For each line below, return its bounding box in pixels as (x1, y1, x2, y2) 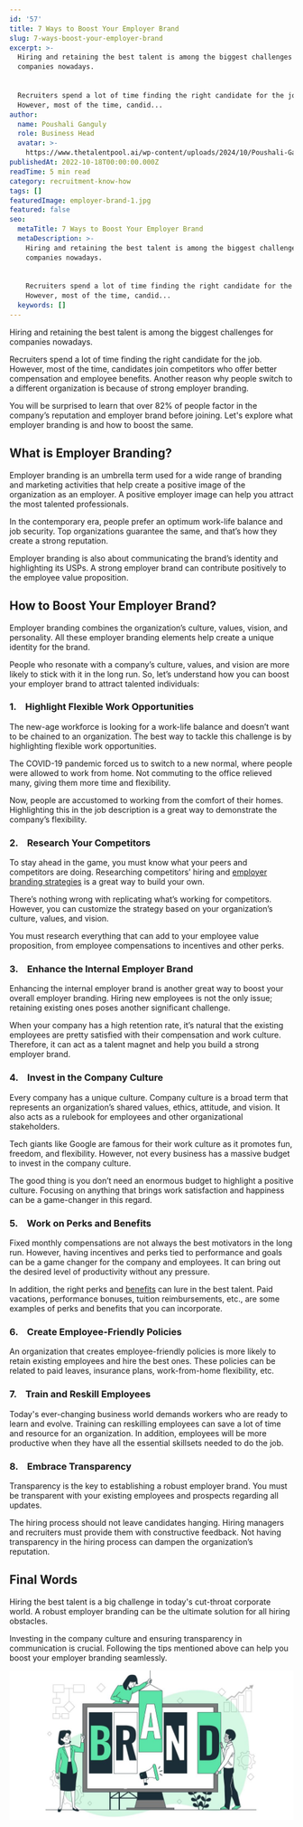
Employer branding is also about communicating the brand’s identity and (9, 553, 279, 563)
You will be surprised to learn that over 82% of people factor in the (9, 400, 258, 411)
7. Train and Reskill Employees (9, 1388, 151, 1401)
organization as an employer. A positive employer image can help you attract (9, 488, 294, 499)
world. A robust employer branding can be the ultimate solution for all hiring (9, 1605, 290, 1616)
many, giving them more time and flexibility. (9, 777, 171, 788)
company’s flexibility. (9, 814, 87, 825)
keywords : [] (17, 301, 67, 310)
